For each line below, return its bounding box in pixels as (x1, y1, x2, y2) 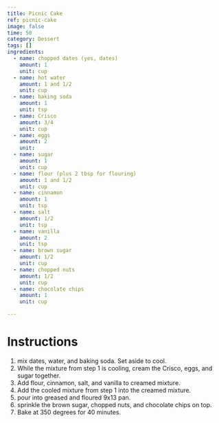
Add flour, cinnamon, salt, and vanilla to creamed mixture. (16, 378, 181, 386)
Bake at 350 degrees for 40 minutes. (16, 408, 122, 416)
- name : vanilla (13, 228, 60, 235)
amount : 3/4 (19, 118, 54, 126)
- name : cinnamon (13, 189, 63, 196)
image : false (7, 23, 45, 30)
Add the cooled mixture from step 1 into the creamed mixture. (16, 386, 192, 394)
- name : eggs (13, 132, 51, 138)
